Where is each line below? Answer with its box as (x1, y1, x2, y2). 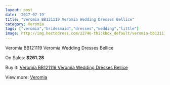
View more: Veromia (5, 74, 48, 80)
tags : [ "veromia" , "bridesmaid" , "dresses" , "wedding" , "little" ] (5, 26, 139, 31)
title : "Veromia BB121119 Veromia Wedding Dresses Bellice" (5, 17, 135, 22)
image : (5, 31, 19, 36)
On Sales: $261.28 (5, 55, 45, 61)
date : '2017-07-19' (5, 12, 47, 17)
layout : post (5, 7, 33, 13)
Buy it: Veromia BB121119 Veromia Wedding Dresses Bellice (5, 64, 128, 70)
